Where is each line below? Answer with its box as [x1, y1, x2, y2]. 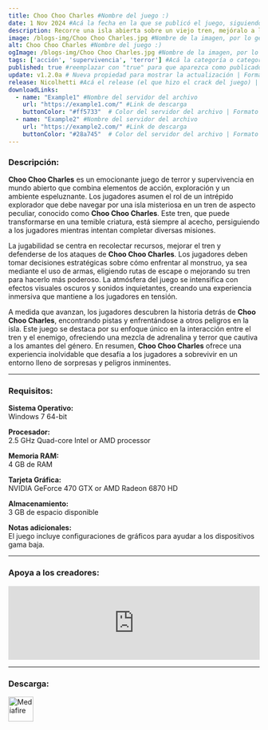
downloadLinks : [8, 85, 59, 94]
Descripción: [8, 156, 60, 167]
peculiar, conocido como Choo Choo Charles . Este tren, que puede [8, 208, 230, 218]
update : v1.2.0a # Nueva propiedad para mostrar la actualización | [8, 71, 241, 79]
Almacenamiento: [8, 499, 69, 508]
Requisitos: [8, 385, 53, 396]
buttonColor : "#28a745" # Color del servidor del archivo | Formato [22, 130, 259, 138]
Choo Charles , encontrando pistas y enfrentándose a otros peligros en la [8, 316, 249, 325]
